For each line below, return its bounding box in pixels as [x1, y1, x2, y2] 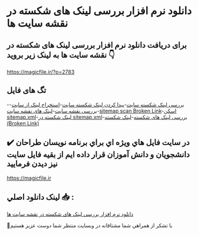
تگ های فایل [6, 85, 47, 95]
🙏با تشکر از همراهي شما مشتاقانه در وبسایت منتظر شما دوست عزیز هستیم [6, 222, 173, 229]
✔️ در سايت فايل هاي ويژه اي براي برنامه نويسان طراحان [6, 137, 190, 147]
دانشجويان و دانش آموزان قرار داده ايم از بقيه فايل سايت [6, 150, 190, 160]
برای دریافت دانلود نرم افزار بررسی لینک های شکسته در [6, 40, 187, 50]
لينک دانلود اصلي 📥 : [6, 192, 74, 202]
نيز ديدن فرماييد [6, 159, 58, 169]
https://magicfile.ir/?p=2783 [6, 69, 75, 75]
